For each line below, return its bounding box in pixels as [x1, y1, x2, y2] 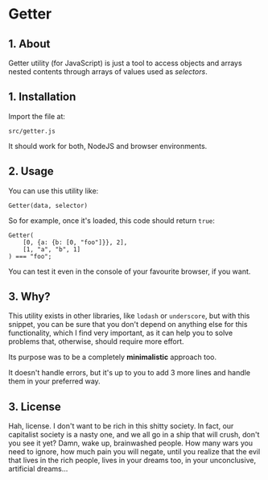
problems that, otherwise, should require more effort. [8, 337, 184, 346]
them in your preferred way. [8, 376, 101, 387]
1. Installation [8, 90, 76, 104]
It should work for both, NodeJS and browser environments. [8, 141, 208, 151]
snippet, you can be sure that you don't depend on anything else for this [8, 320, 248, 329]
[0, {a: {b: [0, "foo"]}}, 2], [23, 238, 128, 246]
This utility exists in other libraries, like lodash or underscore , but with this [8, 311, 250, 321]
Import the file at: [8, 111, 66, 121]
